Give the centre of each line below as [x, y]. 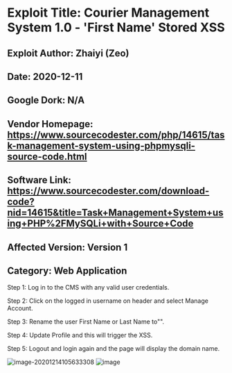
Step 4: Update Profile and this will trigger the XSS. [80, 335]
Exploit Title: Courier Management [108, 13]
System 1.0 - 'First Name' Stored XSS [116, 27]
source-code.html [47, 157]
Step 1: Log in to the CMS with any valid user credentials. [88, 288]
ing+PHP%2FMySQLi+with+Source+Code [100, 224]
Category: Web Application [67, 271]
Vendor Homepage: [50, 124]
